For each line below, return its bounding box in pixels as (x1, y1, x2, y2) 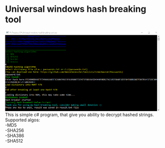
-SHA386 (5, 133, 25, 139)
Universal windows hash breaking (5, 3, 146, 15)
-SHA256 (5, 127, 25, 134)
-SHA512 (5, 138, 24, 144)
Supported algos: (5, 117, 40, 123)
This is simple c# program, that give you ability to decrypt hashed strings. (5, 112, 154, 118)
